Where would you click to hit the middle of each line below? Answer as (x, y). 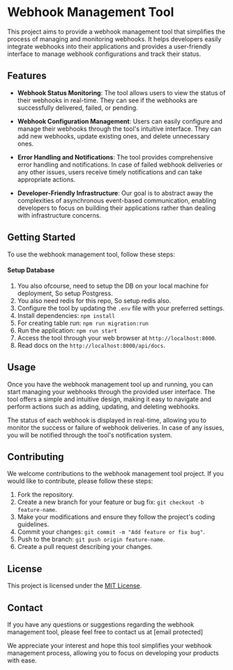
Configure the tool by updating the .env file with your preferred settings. (121, 308)
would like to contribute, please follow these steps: (80, 481)
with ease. (22, 661)
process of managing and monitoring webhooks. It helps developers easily (114, 39)
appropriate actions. (46, 179)
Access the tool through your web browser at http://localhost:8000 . (117, 337)
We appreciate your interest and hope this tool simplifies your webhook (110, 645)
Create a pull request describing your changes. (85, 547)
